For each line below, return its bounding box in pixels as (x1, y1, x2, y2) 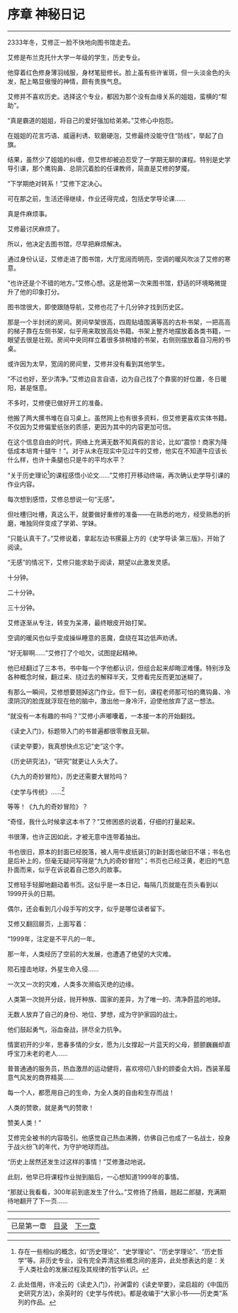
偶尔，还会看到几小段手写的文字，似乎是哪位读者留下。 (7, 904, 169, 913)
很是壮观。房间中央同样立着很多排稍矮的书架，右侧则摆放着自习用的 (25, 335, 225, 344)
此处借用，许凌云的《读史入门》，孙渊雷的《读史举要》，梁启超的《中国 (17, 1280, 223, 1289)
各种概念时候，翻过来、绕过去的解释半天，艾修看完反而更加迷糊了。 (7, 672, 206, 681)
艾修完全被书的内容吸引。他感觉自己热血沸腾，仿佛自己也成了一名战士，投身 (7, 1134, 231, 1142)
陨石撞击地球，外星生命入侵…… (7, 965, 99, 973)
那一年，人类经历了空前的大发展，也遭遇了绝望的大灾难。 (7, 950, 175, 958)
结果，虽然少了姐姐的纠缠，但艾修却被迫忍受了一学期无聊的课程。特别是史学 (7, 155, 231, 163)
